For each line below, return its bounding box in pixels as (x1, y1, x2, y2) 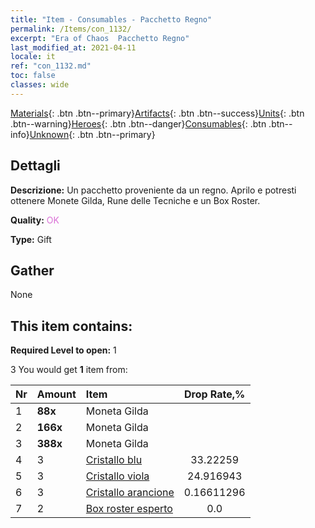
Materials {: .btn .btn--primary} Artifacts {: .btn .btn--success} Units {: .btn (10, 107, 305, 119)
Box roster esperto (85, 502, 173, 516)
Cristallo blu (85, 453, 143, 467)
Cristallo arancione (85, 486, 175, 500)
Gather (10, 262, 55, 279)
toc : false (10, 71, 56, 81)
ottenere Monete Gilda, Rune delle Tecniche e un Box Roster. (10, 194, 261, 206)
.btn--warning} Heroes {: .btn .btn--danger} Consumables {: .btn (10, 117, 267, 130)
